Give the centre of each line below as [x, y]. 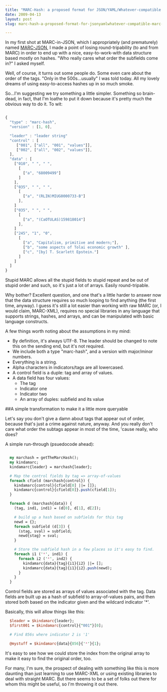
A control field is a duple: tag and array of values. [63, 373]
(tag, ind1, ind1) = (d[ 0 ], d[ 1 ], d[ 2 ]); [57, 508]
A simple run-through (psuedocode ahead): [50, 444]
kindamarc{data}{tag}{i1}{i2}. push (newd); [68, 568]
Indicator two [33, 394]
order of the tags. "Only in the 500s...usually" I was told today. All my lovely [83, 78]
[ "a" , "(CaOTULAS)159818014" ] [54, 219]
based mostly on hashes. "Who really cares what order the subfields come [82, 58]
